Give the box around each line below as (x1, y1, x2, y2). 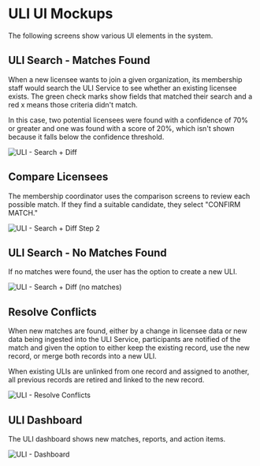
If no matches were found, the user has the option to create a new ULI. (8, 267, 238, 276)
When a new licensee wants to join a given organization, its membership (8, 74, 243, 84)
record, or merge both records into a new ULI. (8, 351, 158, 361)
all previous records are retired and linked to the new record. (8, 375, 205, 385)
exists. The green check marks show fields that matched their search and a (8, 92, 253, 101)
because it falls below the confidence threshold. (8, 132, 165, 141)
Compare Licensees (8, 171, 109, 184)
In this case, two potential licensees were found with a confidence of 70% (8, 115, 248, 125)
